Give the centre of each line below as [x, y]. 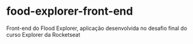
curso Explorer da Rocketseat [43, 34]
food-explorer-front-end [70, 11]
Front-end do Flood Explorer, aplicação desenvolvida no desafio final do [97, 28]
